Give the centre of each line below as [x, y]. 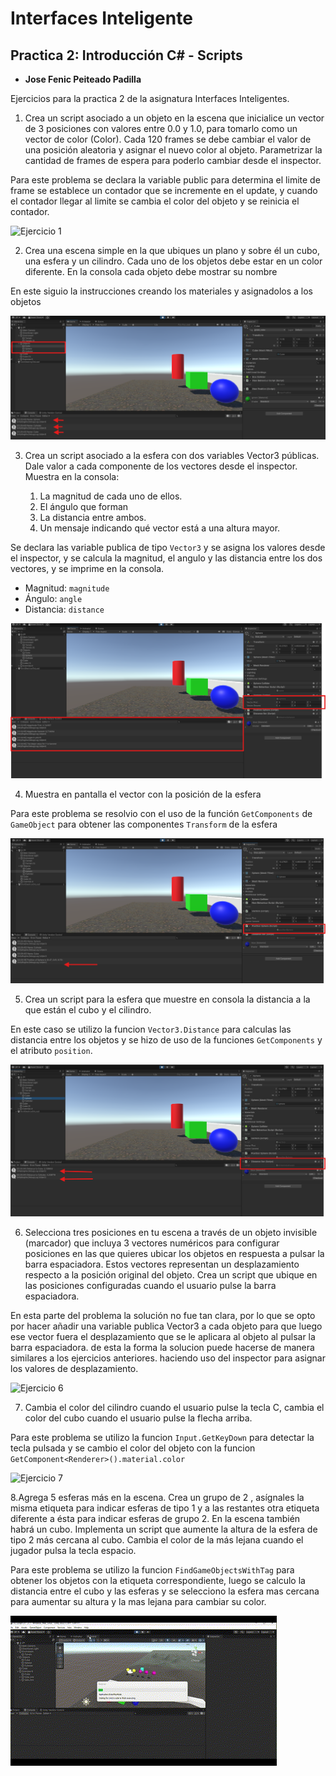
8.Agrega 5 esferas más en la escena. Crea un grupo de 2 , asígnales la [157, 1498]
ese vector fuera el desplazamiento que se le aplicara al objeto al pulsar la [163, 1337]
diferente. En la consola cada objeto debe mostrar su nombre [151, 271]
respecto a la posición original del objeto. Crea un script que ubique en [171, 1275]
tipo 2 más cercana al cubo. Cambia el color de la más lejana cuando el [157, 1540]
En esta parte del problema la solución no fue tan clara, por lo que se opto [163, 1316]
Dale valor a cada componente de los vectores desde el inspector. [161, 466]
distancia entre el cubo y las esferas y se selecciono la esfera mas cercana [165, 1591]
